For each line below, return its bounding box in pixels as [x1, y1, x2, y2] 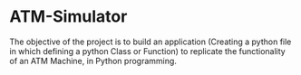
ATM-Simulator [9, 6, 128, 27]
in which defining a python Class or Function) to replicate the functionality [9, 45, 286, 56]
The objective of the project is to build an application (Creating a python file [9, 36, 292, 47]
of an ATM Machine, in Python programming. [9, 55, 177, 66]
